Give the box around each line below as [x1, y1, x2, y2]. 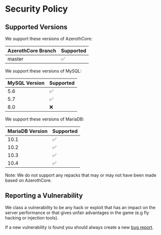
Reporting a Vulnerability [5, 192, 83, 200]
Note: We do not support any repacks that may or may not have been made [5, 172, 157, 178]
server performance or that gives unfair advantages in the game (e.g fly [5, 210, 149, 215]
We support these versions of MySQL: [5, 68, 82, 74]
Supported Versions [5, 23, 67, 31]
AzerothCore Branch [7, 47, 57, 54]
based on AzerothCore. [5, 177, 52, 183]
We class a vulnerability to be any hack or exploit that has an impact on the [5, 204, 156, 210]
